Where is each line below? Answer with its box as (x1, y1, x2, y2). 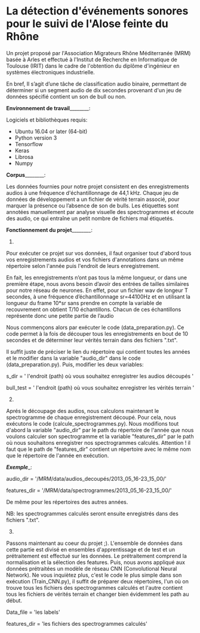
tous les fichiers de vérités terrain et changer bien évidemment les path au (6, 590, 189, 598)
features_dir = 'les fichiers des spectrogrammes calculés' (6, 620, 147, 627)
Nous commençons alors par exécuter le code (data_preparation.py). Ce (6, 324, 184, 331)
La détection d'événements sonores (6, 4, 189, 18)
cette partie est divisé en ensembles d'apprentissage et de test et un (6, 545, 175, 553)
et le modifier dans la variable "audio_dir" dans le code (6, 354, 141, 361)
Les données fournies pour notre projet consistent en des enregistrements (6, 183, 189, 190)
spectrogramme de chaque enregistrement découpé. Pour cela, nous (6, 414, 176, 421)
